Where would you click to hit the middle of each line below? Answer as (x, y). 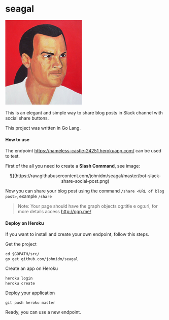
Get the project (21, 244)
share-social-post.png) (85, 181)
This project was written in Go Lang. (43, 128)
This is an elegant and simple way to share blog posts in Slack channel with (84, 112)
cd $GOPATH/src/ (22, 254)
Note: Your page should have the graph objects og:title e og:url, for (88, 206)
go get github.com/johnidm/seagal (42, 259)
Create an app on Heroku (32, 268)
